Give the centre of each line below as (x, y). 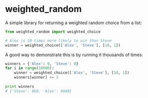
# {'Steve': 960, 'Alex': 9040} (38, 91)
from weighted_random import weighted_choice (53, 32)
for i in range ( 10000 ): (30, 68)
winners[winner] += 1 (36, 77)
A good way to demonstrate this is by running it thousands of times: (74, 55)
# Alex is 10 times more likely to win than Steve (58, 40)
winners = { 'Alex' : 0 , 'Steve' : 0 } (42, 64)
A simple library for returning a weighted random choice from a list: (74, 23)
